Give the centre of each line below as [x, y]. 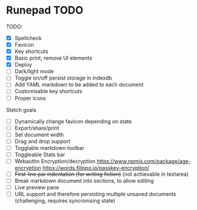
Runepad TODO [45, 10]
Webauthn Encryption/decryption [55, 161]
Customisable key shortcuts [48, 91]
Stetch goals [21, 110]
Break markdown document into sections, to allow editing [84, 181]
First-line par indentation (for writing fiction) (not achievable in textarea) [102, 174]
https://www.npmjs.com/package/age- [144, 161]
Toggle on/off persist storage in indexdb [63, 78]
